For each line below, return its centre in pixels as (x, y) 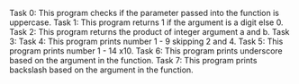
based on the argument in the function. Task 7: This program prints (133, 60)
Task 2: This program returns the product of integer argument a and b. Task (149, 32)
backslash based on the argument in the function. (101, 70)
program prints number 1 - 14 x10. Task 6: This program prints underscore (146, 51)
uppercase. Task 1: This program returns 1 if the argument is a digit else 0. (146, 22)
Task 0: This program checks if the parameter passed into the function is (145, 13)
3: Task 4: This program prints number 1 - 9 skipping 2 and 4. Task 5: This (146, 41)
